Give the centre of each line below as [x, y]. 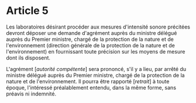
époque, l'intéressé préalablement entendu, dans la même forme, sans [91, 87]
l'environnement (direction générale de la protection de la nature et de [91, 45]
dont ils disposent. [28, 58]
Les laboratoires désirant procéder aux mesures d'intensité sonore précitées [98, 27]
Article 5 [27, 11]
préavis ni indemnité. [31, 94]
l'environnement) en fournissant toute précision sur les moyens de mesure [96, 51]
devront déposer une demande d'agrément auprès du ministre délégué [92, 33]
